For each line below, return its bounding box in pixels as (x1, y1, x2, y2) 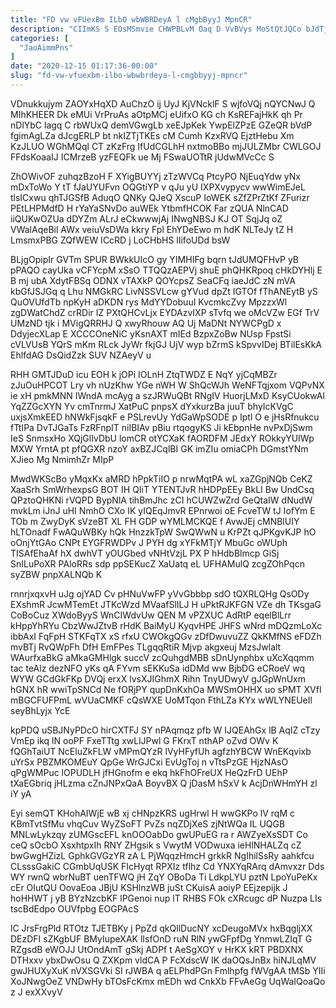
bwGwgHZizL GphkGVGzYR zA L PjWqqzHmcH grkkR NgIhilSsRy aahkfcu (10, 849, 315, 861)
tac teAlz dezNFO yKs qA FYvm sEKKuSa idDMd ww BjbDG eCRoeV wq (10, 662, 305, 674)
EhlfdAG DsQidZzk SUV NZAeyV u (10, 349, 152, 361)
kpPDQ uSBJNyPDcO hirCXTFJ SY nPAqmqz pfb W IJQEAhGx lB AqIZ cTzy (10, 724, 321, 736)
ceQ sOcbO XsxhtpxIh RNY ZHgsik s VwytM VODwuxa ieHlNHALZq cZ (10, 839, 302, 851)
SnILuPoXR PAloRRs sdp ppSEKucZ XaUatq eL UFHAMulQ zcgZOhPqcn (10, 557, 305, 570)
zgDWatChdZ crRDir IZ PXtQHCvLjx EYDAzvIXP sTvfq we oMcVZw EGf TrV (10, 306, 320, 318)
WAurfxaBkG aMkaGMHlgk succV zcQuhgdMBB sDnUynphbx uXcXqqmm (10, 651, 315, 663)
